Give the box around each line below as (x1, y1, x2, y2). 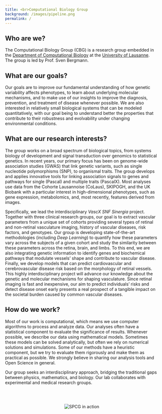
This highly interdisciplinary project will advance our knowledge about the (5, 270, 153, 276)
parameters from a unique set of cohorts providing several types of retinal (5, 219, 153, 225)
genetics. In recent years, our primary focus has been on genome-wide (5, 158, 148, 163)
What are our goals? (5, 72, 68, 80)
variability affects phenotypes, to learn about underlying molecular (5, 90, 139, 95)
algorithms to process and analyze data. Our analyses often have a (5, 324, 139, 329)
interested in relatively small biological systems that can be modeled (5, 105, 142, 111)
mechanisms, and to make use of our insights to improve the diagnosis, (5, 95, 148, 100)
